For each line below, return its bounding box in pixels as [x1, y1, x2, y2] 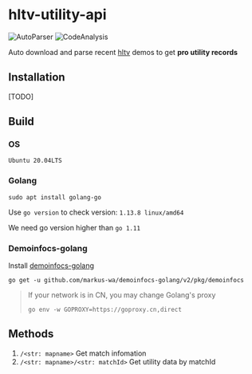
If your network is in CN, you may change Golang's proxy [27, 290, 216, 300]
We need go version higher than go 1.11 [8, 222, 141, 232]
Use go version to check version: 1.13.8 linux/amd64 [8, 207, 184, 217]
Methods [8, 327, 54, 341]
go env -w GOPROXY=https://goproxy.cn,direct [27, 305, 182, 314]
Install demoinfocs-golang [8, 261, 94, 270]
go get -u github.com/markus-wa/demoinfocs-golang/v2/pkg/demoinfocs [8, 277, 245, 285]
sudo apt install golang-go [8, 193, 102, 201]
